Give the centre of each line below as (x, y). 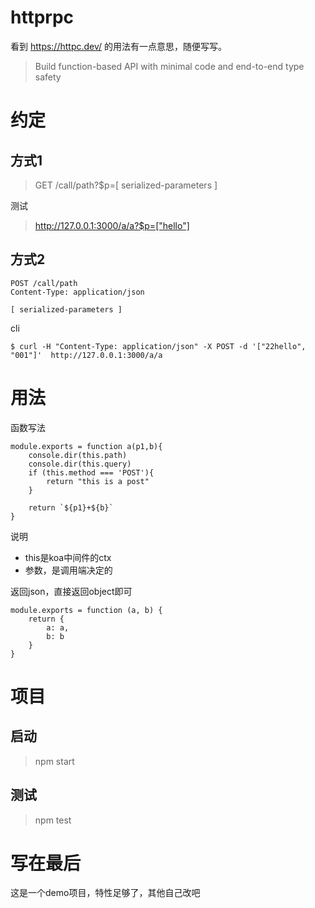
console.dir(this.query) (80, 464)
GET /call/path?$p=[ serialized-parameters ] (126, 185)
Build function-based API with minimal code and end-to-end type (169, 66)
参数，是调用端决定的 (68, 570)
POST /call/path (44, 283)
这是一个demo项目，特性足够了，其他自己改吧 (105, 893)
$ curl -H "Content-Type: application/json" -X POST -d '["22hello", (158, 346)
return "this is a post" (98, 481)
